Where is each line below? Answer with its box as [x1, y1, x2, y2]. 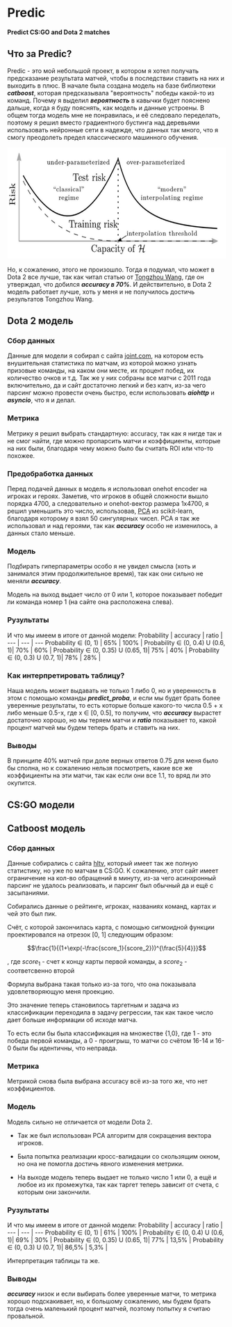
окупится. [7, 779, 37, 787]
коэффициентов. [7, 1084, 56, 1093]
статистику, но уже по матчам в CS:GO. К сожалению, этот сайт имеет [7, 866, 219, 875]
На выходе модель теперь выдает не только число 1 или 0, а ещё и [17, 1173, 217, 1181]
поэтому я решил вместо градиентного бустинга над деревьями [7, 118, 200, 127]
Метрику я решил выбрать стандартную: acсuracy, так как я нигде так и [7, 429, 222, 438]
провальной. [7, 1312, 45, 1320]
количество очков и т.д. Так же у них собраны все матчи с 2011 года [7, 374, 211, 382]
